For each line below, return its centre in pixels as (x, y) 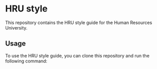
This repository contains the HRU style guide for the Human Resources (79, 22)
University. (16, 27)
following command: (26, 61)
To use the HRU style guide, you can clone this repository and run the (77, 55)
